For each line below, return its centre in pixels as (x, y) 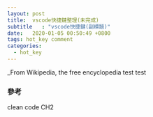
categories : (24, 46)
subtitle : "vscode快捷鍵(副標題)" (59, 26)
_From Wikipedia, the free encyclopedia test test (77, 72)
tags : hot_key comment (40, 40)
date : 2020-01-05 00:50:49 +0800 (59, 33)
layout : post (26, 14)
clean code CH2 (30, 107)
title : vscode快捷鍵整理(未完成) (53, 20)
